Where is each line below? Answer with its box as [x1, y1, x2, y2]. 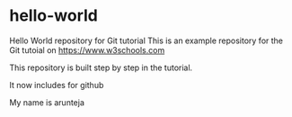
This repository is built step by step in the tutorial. [9, 62, 193, 73]
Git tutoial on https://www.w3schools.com [9, 44, 165, 55]
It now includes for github [9, 79, 104, 90]
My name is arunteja [9, 96, 85, 108]
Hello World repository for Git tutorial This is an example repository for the [9, 35, 284, 46]
